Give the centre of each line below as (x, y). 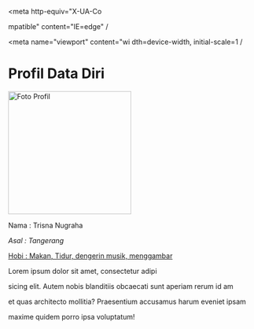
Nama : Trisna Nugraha (46, 225)
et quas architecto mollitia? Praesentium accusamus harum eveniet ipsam (127, 301)
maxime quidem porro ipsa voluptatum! (72, 316)
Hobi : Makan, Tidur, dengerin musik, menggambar (90, 256)
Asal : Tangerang (36, 240)
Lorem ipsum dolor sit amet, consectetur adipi (83, 271)
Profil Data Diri (56, 74)
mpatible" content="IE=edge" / (58, 26)
